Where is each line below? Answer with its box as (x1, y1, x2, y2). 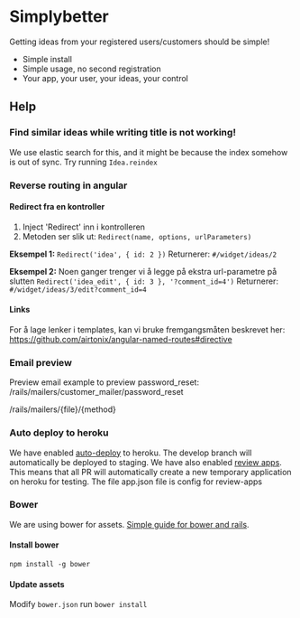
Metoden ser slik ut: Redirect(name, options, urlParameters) (22, 230, 252, 241)
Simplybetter (9, 6, 110, 27)
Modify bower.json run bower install (9, 599, 148, 610)
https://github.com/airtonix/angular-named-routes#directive (9, 333, 232, 344)
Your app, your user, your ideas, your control (22, 72, 189, 83)
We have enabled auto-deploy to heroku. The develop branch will (9, 447, 252, 458)
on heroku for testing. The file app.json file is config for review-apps (9, 476, 263, 487)
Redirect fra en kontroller (9, 201, 105, 212)
